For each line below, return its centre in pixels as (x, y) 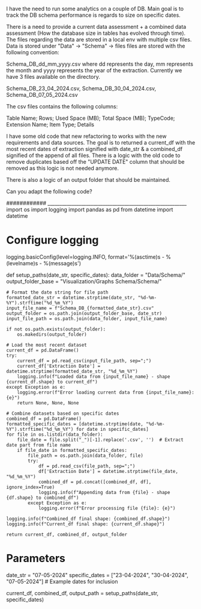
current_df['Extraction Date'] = (59, 366)
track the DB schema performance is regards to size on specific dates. (94, 15)
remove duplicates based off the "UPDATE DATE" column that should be (95, 162)
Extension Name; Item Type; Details (50, 125)
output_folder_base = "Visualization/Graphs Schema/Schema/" (84, 281)
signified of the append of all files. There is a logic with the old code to (93, 155)
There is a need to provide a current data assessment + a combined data (96, 27)
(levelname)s (22, 263)
